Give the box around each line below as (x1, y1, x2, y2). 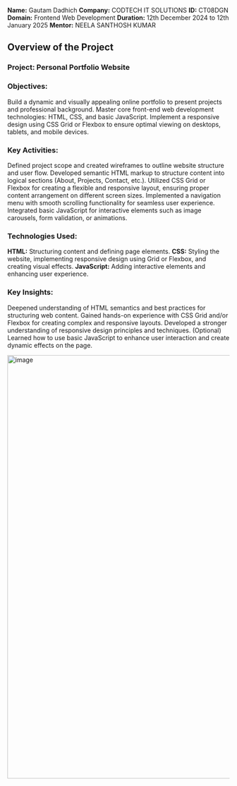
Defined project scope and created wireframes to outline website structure (7, 161, 224, 169)
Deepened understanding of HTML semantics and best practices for (7, 303, 206, 312)
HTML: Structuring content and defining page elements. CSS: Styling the (7, 247, 220, 256)
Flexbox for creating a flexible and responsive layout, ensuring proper (7, 183, 209, 192)
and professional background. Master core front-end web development (7, 105, 214, 114)
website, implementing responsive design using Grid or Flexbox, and (7, 255, 207, 263)
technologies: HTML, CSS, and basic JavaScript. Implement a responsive (7, 112, 220, 121)
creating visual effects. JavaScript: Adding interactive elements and (7, 262, 206, 271)
